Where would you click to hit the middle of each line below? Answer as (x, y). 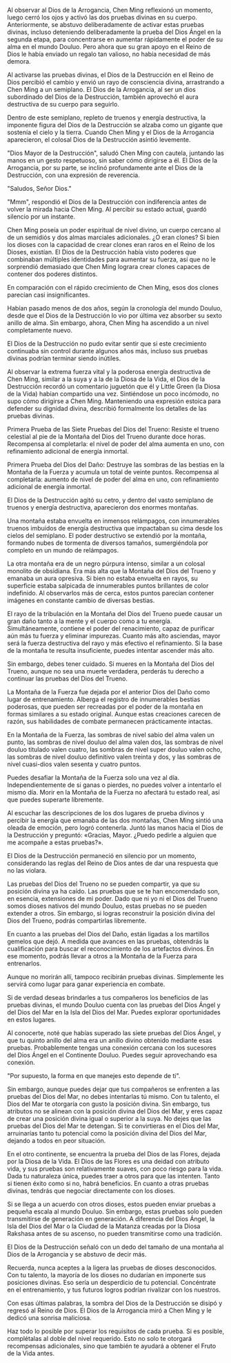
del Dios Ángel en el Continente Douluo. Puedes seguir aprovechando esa (112, 1055)
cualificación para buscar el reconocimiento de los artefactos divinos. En (111, 949)
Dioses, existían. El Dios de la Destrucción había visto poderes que (102, 252)
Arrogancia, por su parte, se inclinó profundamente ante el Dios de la (105, 168)
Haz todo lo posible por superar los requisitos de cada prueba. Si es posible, (116, 1331)
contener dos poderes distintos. (52, 274)
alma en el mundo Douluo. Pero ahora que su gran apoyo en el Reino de (109, 47)
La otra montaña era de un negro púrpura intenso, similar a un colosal (106, 564)
